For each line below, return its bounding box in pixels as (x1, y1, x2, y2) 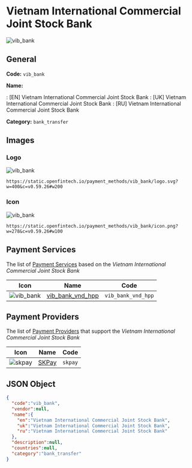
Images (6, 135, 35, 145)
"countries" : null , (11, 445, 58, 451)
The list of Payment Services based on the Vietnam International (6, 260, 166, 268)
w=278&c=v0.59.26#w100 (6, 228, 63, 234)
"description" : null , (11, 440, 63, 446)
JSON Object (6, 378, 56, 389)
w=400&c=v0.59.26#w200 (6, 184, 63, 190)
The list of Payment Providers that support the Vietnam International (6, 327, 175, 335)
